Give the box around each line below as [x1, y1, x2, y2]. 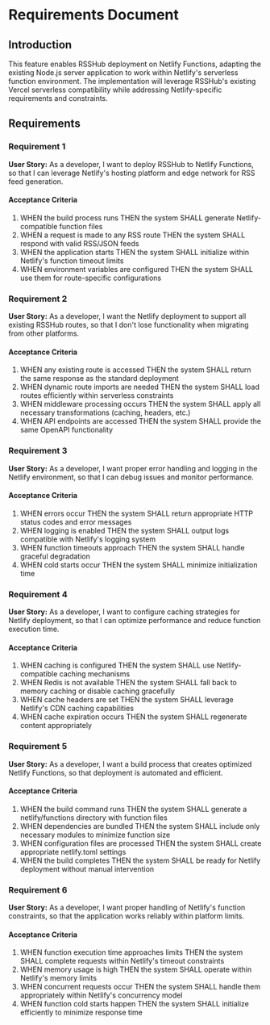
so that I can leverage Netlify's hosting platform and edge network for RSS [8, 168, 255, 178]
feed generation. [8, 176, 64, 186]
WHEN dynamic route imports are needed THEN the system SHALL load [19, 382, 260, 392]
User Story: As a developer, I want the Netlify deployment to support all [8, 312, 247, 321]
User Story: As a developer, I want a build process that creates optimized [8, 759, 252, 768]
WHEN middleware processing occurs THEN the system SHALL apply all [19, 400, 261, 409]
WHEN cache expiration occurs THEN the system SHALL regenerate [19, 712, 247, 722]
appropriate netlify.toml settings [19, 847, 127, 856]
